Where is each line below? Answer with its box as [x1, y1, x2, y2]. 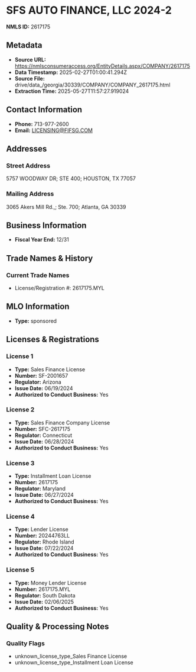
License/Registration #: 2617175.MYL [14, 285, 104, 292]
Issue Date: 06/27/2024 [14, 491, 74, 499]
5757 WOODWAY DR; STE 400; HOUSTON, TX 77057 [6, 175, 136, 182]
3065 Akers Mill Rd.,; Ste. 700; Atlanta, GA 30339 [6, 203, 126, 210]
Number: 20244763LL [14, 532, 70, 539]
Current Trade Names [6, 271, 70, 279]
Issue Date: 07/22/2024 [14, 545, 74, 552]
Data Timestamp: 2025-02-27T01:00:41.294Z [14, 69, 128, 76]
